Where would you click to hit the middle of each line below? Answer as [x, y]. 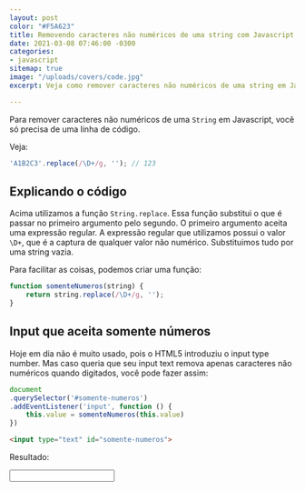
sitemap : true [36, 69]
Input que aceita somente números [110, 331]
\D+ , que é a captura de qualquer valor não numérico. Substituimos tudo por [152, 243]
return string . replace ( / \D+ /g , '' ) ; [95, 295]
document [26, 389]
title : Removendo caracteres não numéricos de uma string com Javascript [152, 35]
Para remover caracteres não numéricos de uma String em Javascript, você [152, 119]
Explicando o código [68, 191]
